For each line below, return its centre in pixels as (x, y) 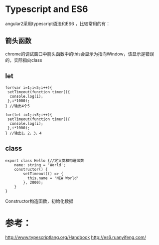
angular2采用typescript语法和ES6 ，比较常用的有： (58, 23)
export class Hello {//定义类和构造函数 (45, 161)
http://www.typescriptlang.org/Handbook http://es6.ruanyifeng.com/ (76, 238)
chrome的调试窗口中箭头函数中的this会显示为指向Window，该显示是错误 (80, 54)
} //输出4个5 (17, 106)
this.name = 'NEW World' (53, 178)
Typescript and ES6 (47, 9)
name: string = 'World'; (40, 165)
